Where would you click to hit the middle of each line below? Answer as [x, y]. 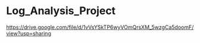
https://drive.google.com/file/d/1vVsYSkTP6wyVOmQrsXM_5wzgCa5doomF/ [100, 27]
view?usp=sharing [29, 33]
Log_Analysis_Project [61, 11]
